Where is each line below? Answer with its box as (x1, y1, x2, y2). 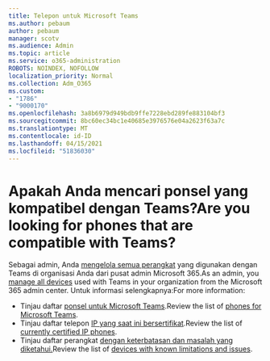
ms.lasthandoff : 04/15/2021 (8, 139, 103, 148)
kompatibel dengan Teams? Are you (8, 199, 251, 217)
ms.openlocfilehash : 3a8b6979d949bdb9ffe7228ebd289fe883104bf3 (8, 110, 226, 118)
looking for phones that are (8, 216, 193, 234)
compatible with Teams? (8, 233, 177, 251)
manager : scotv (8, 34, 60, 43)
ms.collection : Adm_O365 (8, 79, 92, 87)
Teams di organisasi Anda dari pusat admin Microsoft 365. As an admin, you (8, 268, 260, 279)
